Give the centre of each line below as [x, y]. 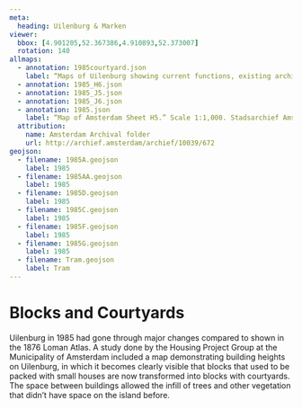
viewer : [24, 34]
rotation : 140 [44, 51]
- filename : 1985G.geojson [68, 244]
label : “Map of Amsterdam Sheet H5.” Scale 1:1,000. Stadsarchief [152, 118]
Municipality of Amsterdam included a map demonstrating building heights [147, 357]
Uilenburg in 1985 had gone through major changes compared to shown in [147, 337]
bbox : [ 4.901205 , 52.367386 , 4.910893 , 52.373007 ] [108, 43]
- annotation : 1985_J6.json [70, 101]
